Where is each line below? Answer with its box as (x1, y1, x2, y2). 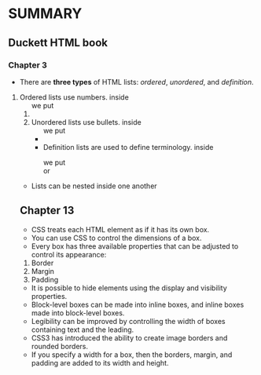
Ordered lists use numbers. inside (19, 92, 130, 102)
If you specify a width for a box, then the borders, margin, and (31, 350, 233, 359)
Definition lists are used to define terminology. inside (42, 142, 214, 151)
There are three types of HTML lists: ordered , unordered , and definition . (19, 77, 254, 86)
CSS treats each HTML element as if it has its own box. (31, 224, 210, 234)
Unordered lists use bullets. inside (31, 117, 142, 126)
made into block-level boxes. (31, 308, 125, 318)
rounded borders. (31, 341, 89, 351)
